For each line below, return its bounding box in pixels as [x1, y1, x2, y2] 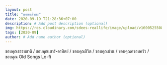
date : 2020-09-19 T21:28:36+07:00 [5, 16, 77, 21]
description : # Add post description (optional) [5, 21, 108, 26]
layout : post [5, 7, 32, 12]
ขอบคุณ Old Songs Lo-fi [5, 54, 51, 60]
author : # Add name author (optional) [5, 35, 85, 40]
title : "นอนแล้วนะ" [5, 12, 41, 17]
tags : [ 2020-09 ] [5, 30, 39, 35]
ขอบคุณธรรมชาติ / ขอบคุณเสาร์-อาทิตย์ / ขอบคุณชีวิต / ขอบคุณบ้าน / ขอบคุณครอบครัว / [5, 48, 149, 54]
